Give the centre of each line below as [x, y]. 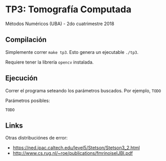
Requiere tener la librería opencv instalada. [49, 62]
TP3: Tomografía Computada [68, 9]
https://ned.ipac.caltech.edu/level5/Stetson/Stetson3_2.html [76, 148]
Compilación [26, 40]
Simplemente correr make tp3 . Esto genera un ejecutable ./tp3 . [72, 52]
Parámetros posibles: [28, 100]
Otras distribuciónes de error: [36, 138]
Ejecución [22, 78]
